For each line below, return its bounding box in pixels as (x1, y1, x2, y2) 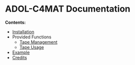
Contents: (5, 19, 26, 25)
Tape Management (19, 39, 58, 45)
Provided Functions (12, 34, 51, 40)
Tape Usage (19, 44, 44, 50)
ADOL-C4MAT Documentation (5, 3, 131, 15)
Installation (12, 29, 35, 34)
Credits (12, 54, 27, 60)
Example (12, 49, 30, 55)
